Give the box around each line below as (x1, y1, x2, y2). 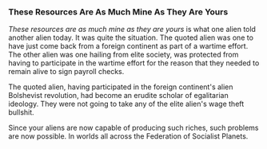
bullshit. (8, 108, 34, 117)
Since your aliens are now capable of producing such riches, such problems (8, 123, 259, 133)
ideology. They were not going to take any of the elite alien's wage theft (8, 99, 245, 109)
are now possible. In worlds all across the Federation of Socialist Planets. (8, 131, 249, 141)
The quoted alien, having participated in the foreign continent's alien (8, 82, 233, 92)
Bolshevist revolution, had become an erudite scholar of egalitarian (8, 91, 229, 100)
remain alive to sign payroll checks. (8, 67, 125, 76)
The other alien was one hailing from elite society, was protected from (8, 50, 239, 60)
